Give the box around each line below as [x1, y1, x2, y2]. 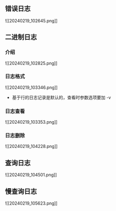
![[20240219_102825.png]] [5, 60, 58, 66]
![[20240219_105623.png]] [5, 200, 58, 206]
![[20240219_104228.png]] [5, 144, 58, 149]
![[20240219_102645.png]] [5, 17, 58, 23]
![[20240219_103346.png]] [5, 84, 58, 90]
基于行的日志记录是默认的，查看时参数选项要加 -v [12, 94, 111, 100]
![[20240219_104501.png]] [5, 172, 57, 178]
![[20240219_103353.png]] [5, 119, 58, 125]
